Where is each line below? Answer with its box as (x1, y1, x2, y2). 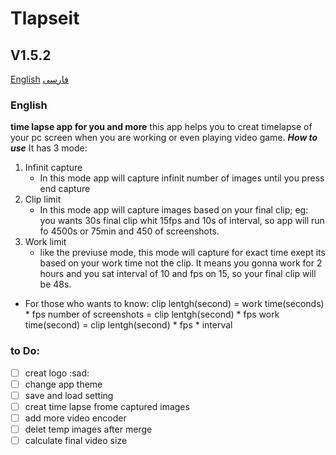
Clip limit (24, 193, 62, 206)
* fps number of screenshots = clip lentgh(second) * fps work (24, 308, 280, 321)
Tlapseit (10, 7, 80, 30)
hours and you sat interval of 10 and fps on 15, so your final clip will (39, 268, 317, 280)
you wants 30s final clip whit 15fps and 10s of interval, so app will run (39, 215, 325, 227)
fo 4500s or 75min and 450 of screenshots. (39, 225, 220, 237)
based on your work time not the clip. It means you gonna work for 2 (39, 257, 323, 269)
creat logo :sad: (24, 367, 90, 379)
